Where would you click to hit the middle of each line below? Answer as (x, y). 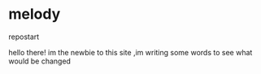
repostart (24, 37)
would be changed (40, 61)
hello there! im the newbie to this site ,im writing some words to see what (130, 52)
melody (35, 14)
